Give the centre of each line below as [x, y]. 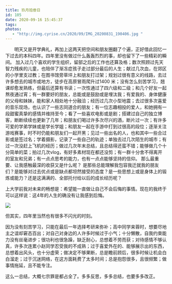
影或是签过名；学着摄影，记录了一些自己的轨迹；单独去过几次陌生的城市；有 [86, 139]
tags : [11, 24]
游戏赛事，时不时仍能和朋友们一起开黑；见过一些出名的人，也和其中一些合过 [86, 133]
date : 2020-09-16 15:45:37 [34, 20]
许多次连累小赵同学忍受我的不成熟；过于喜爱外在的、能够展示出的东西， [90, 246]
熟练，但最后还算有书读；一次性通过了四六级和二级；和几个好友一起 [95, 88]
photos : [14, 29]
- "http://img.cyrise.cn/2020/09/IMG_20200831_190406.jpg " [78, 34]
